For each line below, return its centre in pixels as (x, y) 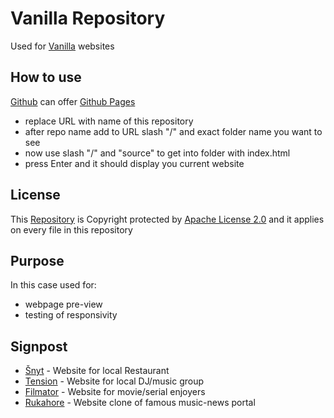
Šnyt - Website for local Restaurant (97, 371)
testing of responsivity (71, 315)
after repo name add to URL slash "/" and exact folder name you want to (173, 131)
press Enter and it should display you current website (134, 163)
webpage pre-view (63, 304)
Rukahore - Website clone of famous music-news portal (140, 403)
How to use (46, 77)
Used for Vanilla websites (62, 46)
